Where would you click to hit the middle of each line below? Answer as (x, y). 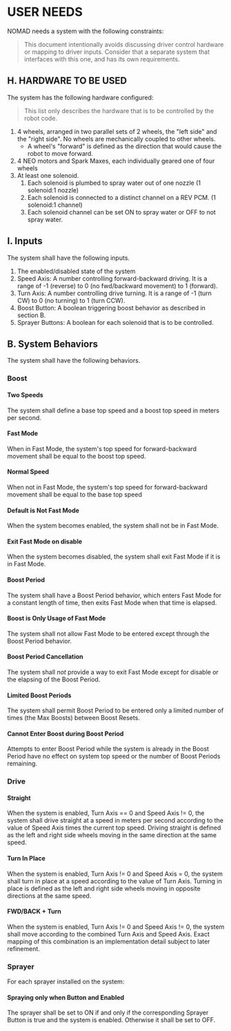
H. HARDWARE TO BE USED (67, 81)
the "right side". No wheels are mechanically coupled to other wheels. (116, 139)
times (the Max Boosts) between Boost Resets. (73, 718)
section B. (31, 315)
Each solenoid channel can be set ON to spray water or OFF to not (121, 212)
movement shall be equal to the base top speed (75, 494)
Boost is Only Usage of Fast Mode (57, 619)
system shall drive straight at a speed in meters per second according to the (115, 821)
